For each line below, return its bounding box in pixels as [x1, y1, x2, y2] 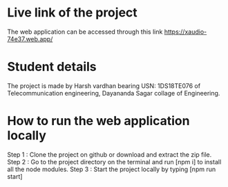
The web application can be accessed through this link [7, 27, 163, 36]
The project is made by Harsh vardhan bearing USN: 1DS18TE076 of [7, 81, 201, 90]
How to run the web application [7, 113, 190, 129]
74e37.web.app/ [7, 34, 53, 43]
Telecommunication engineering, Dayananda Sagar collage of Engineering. [7, 89, 220, 97]
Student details [7, 59, 97, 75]
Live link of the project [7, 5, 138, 21]
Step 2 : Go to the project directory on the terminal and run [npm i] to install [7, 157, 222, 166]
